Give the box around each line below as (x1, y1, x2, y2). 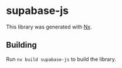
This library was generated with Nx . (6, 23, 92, 30)
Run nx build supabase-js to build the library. (6, 55, 116, 62)
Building (6, 40, 37, 50)
